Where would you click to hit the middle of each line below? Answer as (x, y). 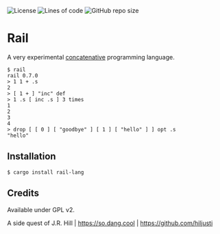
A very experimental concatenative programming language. (91, 57)
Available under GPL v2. (41, 209)
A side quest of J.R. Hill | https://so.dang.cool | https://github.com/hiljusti (110, 223)
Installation (32, 156)
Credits (23, 193)
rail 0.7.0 (23, 75)
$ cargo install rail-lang (46, 172)
